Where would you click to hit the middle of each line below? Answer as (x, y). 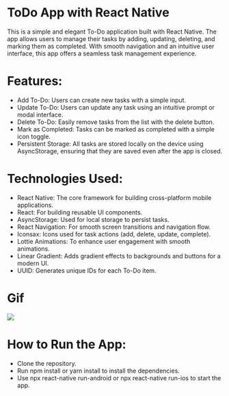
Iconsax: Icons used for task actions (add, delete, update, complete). (114, 234)
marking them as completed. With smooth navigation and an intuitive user (111, 46)
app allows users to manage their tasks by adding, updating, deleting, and (111, 38)
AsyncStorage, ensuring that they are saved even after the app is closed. (120, 151)
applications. (35, 205)
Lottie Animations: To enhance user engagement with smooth (104, 241)
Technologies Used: (65, 179)
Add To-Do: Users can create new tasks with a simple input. (102, 100)
